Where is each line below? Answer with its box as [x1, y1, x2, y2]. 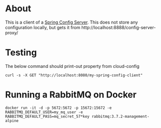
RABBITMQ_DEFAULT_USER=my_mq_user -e [5, 109, 83, 115]
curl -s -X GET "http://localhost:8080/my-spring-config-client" [5, 72, 143, 78]
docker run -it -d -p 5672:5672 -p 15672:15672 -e [5, 105, 112, 110]
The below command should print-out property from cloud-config [5, 63, 140, 69]
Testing [5, 47, 37, 58]
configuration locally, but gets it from [5, 24, 81, 30]
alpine [5, 118, 19, 123]
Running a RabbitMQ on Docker [5, 89, 137, 100]
